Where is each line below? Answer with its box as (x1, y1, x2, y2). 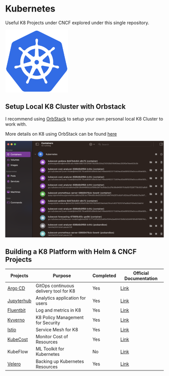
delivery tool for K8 (35, 288, 75, 294)
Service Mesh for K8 (35, 326, 78, 332)
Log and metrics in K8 (35, 307, 81, 313)
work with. (5, 121, 27, 127)
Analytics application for (35, 295, 86, 301)
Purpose (52, 272, 71, 279)
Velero (7, 361, 21, 367)
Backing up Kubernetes (35, 358, 84, 364)
